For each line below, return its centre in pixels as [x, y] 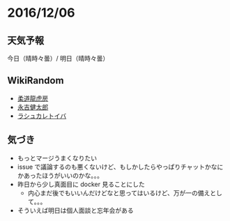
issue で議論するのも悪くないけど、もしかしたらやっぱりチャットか [114, 167]
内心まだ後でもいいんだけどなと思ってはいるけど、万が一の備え [119, 192]
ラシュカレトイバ [42, 116]
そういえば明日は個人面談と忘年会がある [75, 210]
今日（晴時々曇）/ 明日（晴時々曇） [58, 58]
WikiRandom [36, 81]
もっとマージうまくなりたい [57, 158]
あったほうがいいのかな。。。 [63, 175]
